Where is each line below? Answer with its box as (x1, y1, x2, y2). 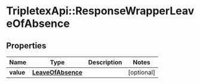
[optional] (128, 69, 156, 76)
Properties (6, 41, 47, 51)
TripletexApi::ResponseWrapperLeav (6, 4, 195, 18)
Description (88, 58, 122, 66)
